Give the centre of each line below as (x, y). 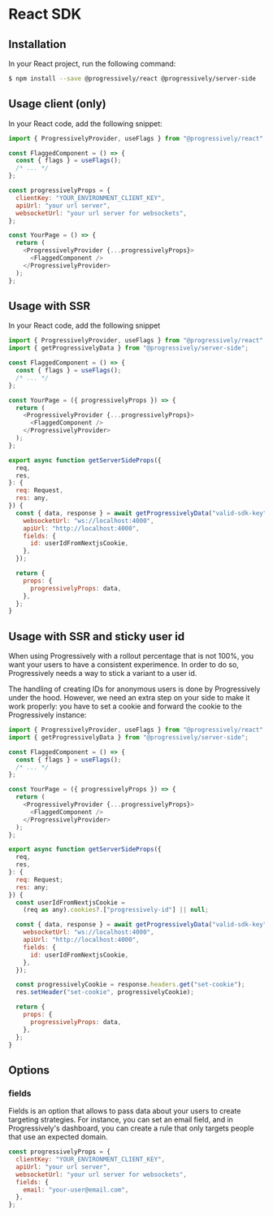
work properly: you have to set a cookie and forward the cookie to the (125, 706)
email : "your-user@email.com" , (76, 1190)
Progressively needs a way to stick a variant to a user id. (103, 673)
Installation (37, 44)
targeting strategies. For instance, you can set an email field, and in (121, 1120)
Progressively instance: (48, 715)
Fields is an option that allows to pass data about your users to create (125, 1111)
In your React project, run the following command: (92, 63)
